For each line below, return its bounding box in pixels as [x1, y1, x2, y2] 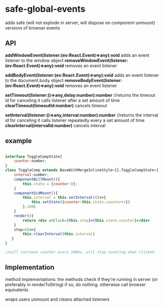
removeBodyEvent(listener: [64, 77, 122, 83]
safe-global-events [5, 3, 86, 15]
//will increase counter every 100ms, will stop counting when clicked [5, 250, 154, 255]
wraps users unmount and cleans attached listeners [5, 296, 110, 302]
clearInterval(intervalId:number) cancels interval [5, 122, 106, 128]
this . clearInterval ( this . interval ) [23, 232, 95, 237]
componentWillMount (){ [14, 177, 60, 182]
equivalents [5, 286, 28, 293]
